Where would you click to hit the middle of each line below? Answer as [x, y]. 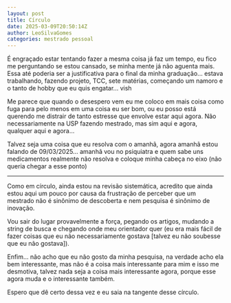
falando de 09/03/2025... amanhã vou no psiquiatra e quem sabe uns [106, 152]
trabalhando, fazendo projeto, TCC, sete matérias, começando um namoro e [115, 81]
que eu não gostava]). [38, 244]
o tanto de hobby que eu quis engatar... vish [69, 88]
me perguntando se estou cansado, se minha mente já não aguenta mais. [111, 66]
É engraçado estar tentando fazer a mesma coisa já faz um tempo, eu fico [112, 59]
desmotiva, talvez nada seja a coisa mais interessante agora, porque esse [112, 272]
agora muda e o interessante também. [61, 279]
